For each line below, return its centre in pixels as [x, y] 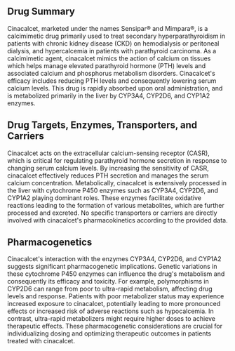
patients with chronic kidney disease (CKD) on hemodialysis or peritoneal [113, 43]
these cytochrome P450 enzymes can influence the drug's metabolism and [116, 274]
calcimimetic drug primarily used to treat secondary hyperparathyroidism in [116, 36]
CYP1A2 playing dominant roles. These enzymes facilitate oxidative [105, 198]
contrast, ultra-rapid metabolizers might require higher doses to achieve [112, 319]
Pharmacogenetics [50, 243]
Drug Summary [41, 12]
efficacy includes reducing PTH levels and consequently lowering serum [112, 81]
